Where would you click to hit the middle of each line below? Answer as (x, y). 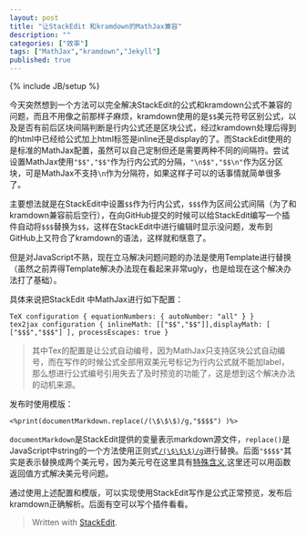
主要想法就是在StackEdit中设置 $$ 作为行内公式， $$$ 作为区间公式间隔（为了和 (153, 204)
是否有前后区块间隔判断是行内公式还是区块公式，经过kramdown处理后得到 (157, 127)
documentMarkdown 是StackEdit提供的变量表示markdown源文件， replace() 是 (150, 439)
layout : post (34, 18)
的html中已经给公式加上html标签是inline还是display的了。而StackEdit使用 (147, 139)
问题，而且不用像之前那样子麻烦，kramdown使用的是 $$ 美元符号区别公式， (149, 116)
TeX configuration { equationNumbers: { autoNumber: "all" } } (132, 317)
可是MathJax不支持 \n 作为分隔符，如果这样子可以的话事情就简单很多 (153, 173)
